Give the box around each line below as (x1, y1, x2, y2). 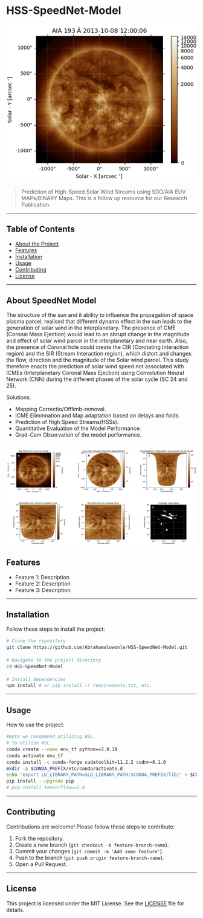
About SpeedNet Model (6, 295, 97, 305)
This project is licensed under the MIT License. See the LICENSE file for (6, 899, 185, 907)
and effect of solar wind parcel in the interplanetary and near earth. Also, (6, 337, 188, 345)
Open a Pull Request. (14, 860, 68, 868)
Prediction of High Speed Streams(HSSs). (14, 418, 119, 426)
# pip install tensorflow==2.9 (6, 784, 85, 791)
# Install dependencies (6, 676, 66, 682)
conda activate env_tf (6, 752, 63, 759)
